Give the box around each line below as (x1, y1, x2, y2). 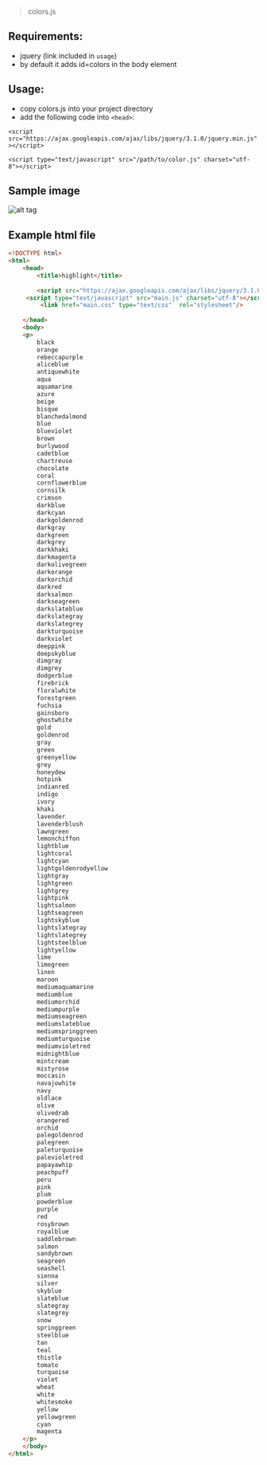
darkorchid (37, 575, 73, 583)
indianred (37, 783, 69, 791)
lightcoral (37, 850, 73, 858)
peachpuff (37, 1168, 69, 1176)
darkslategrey (37, 620, 83, 628)
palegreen (37, 1139, 69, 1147)
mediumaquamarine (37, 983, 94, 991)
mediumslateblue (37, 1020, 91, 1028)
